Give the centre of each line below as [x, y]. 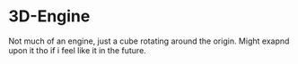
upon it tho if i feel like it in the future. [78, 50]
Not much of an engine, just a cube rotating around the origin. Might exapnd [149, 41]
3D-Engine [49, 16]
